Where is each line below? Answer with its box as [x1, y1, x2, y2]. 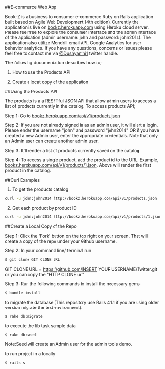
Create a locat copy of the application [12, 79, 89, 85]
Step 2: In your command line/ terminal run [5, 247, 92, 253]
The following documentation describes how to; [5, 60, 102, 65]
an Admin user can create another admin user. [5, 138, 99, 144]
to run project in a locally [5, 351, 55, 357]
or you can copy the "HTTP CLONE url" [5, 271, 85, 277]
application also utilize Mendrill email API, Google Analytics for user [5, 40, 141, 46]
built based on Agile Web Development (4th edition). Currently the [5, 19, 139, 25]
